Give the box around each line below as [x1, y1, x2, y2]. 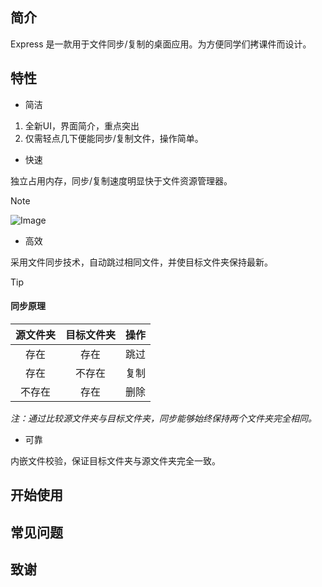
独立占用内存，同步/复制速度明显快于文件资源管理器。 [10, 174, 233, 187]
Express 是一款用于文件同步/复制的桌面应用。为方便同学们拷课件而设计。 [10, 38, 312, 50]
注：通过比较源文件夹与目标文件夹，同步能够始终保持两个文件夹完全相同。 [10, 412, 317, 424]
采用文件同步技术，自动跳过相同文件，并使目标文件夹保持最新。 [10, 256, 273, 268]
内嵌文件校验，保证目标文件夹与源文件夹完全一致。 [10, 454, 221, 467]
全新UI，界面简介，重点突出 [24, 119, 140, 132]
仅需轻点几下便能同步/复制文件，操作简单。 [24, 132, 204, 144]
